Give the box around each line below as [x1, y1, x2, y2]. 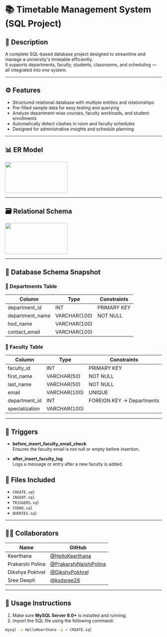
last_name [7, 381, 32, 388]
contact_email [7, 328, 41, 335]
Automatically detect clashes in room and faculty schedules [12, 120, 135, 126]
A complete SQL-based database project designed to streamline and [5, 51, 146, 57]
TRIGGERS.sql [12, 500, 40, 506]
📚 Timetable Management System [5, 4, 152, 15]
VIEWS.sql [12, 506, 33, 511]
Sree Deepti [7, 577, 36, 584]
